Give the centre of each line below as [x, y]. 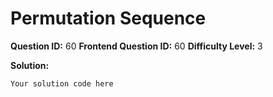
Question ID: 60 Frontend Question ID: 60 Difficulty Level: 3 [136, 46]
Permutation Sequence [108, 18]
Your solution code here [62, 83]
